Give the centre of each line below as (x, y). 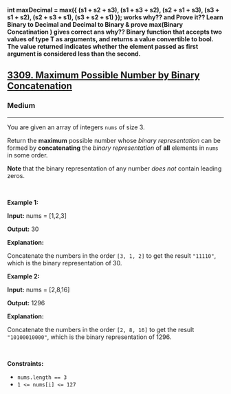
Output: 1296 (26, 303)
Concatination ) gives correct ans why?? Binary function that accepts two (114, 32)
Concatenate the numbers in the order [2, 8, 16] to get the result (101, 329)
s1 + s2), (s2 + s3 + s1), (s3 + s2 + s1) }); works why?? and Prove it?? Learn (115, 17)
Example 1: (23, 202)
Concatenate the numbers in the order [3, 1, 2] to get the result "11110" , (112, 255)
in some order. (27, 155)
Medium (21, 106)
